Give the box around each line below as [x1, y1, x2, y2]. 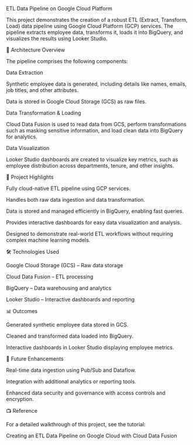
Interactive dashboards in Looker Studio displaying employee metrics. [6, 344, 174, 351]
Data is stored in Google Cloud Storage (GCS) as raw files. [6, 98, 147, 105]
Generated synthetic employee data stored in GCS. [6, 321, 129, 328]
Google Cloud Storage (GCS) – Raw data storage [6, 262, 123, 269]
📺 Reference [6, 407, 38, 414]
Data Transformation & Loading [6, 110, 81, 116]
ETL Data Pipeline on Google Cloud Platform [6, 5, 113, 12]
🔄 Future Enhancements [6, 355, 64, 362]
